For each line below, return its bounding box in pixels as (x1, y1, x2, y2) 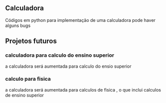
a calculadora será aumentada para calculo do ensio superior (5, 63, 131, 69)
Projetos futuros (5, 37, 57, 45)
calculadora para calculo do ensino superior (5, 52, 114, 59)
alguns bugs (5, 22, 31, 28)
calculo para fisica (5, 76, 51, 83)
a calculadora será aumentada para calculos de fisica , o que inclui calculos (5, 87, 161, 93)
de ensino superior (5, 92, 44, 98)
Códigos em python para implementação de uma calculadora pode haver (5, 17, 156, 23)
